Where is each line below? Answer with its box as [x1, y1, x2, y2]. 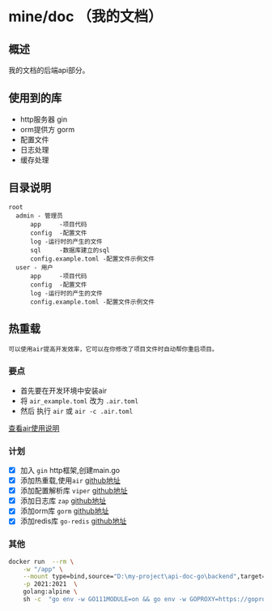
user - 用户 [15, 263, 54, 272]
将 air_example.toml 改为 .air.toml [19, 395, 139, 406]
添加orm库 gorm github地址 [19, 506, 109, 516]
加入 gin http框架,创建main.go [19, 466, 120, 475]
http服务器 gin [19, 114, 67, 124]
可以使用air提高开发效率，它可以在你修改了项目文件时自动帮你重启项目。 [8, 346, 219, 354]
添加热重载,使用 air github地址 [19, 475, 121, 485]
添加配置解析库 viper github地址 [19, 486, 128, 496]
